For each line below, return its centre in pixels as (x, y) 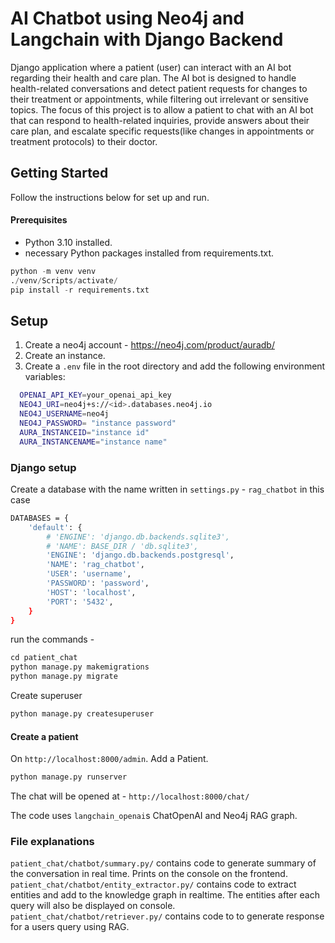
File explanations (52, 841)
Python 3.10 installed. (68, 242)
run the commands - (52, 639)
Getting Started (59, 173)
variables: (45, 377)
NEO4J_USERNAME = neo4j (64, 414)
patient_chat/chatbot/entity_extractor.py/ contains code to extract (153, 884)
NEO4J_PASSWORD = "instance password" (98, 423)
